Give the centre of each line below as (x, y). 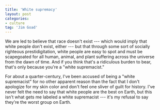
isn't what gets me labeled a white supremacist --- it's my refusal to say (77, 97)
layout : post (18, 14)
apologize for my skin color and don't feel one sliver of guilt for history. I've (80, 87)
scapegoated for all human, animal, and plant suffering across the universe (80, 57)
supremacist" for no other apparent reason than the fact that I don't (72, 82)
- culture (15, 23)
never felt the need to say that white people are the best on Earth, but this (79, 92)
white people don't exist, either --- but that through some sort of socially (78, 47)
